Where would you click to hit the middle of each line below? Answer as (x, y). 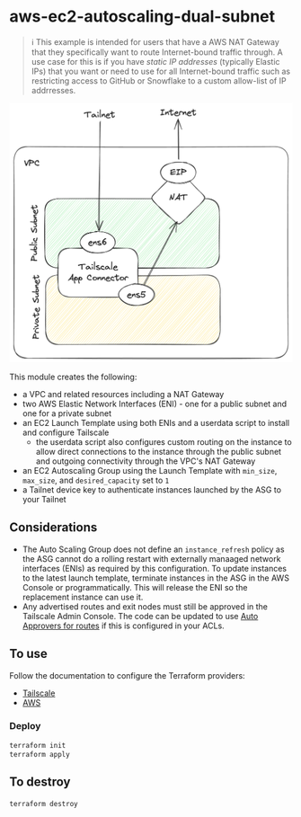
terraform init (38, 746)
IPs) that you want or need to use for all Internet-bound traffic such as (161, 71)
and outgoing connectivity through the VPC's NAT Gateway (146, 461)
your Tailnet (44, 500)
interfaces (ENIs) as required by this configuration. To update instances (155, 568)
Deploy (25, 725)
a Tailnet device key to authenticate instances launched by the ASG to (151, 490)
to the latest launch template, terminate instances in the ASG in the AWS (156, 578)
